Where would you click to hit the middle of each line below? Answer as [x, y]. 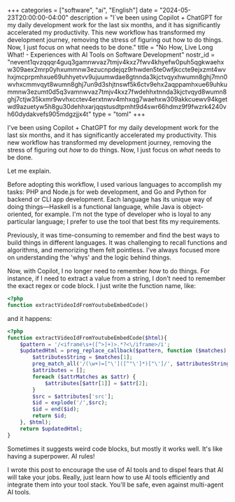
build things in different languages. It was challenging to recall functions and [117, 243]
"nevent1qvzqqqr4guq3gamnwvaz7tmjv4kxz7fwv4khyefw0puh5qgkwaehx [116, 62]
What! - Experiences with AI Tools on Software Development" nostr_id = [111, 55]
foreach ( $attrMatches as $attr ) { [84, 377]
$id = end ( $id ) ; [56, 409]
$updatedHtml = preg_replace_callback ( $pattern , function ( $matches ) [123, 351]
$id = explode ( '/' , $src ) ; [70, 403]
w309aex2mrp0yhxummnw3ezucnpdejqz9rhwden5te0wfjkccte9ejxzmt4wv [116, 70]
